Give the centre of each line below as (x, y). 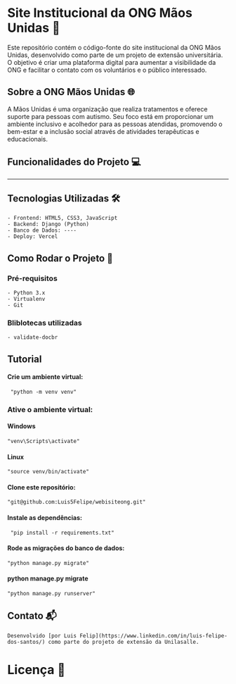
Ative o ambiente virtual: (50, 409)
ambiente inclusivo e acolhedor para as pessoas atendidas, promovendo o (115, 124)
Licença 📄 (37, 670)
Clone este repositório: (41, 487)
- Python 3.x (26, 293)
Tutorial (25, 359)
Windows (21, 426)
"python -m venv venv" (44, 392)
